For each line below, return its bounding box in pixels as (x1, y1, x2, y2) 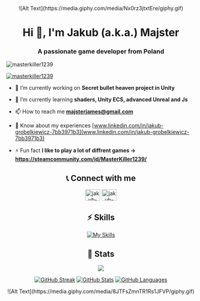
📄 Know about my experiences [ (14, 122, 94, 129)
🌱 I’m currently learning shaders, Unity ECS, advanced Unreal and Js (14, 96, 188, 103)
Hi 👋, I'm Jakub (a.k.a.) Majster (22, 26, 180, 40)
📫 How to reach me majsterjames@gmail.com (14, 108, 133, 115)
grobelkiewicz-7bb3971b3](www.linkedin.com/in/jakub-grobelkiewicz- (14, 128, 190, 136)
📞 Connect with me (65, 173, 136, 183)
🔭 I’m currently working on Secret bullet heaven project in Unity (14, 84, 175, 92)
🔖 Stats (87, 249, 115, 259)
